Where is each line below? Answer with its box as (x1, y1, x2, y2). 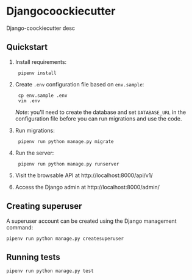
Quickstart (6, 42, 48, 52)
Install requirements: (15, 58, 67, 65)
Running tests (6, 251, 61, 262)
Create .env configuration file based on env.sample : (15, 80, 144, 88)
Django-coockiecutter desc (6, 24, 75, 32)
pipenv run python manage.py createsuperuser (6, 236, 124, 242)
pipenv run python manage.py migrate (18, 138, 114, 144)
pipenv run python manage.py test (6, 268, 94, 275)
